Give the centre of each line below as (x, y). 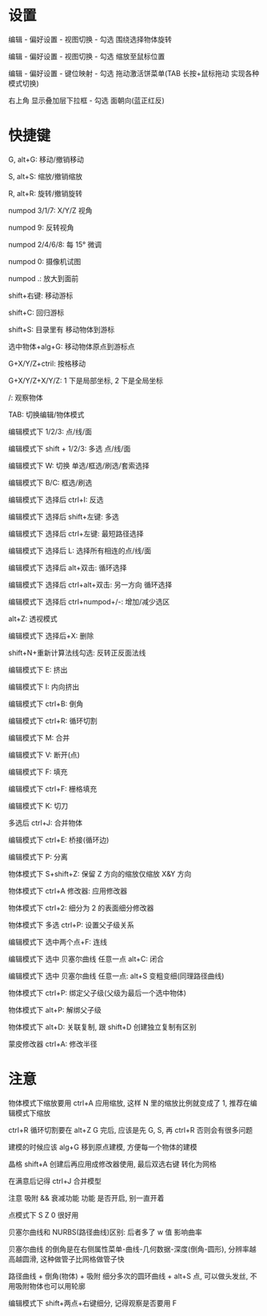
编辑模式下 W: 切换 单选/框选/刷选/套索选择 (79, 465)
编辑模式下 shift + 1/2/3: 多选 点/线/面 (70, 448)
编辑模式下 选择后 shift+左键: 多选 (64, 516)
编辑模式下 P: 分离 (38, 857)
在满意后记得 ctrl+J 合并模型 (55, 1181)
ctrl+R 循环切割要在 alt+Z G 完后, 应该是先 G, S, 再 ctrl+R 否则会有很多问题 (131, 1129)
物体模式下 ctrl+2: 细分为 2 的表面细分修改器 (81, 908)
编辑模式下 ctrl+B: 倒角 (46, 704)
